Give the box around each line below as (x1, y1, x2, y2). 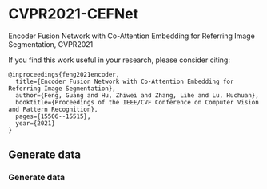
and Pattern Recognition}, (8, 105, 98, 113)
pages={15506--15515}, (15, 112, 91, 120)
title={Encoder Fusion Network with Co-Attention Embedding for (15, 77, 234, 85)
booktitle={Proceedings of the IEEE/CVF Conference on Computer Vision (15, 98, 260, 106)
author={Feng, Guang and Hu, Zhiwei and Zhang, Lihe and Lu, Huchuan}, (15, 91, 260, 100)
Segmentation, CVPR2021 (8, 39, 94, 49)
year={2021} (15, 119, 56, 128)
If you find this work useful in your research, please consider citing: (8, 55, 230, 65)
